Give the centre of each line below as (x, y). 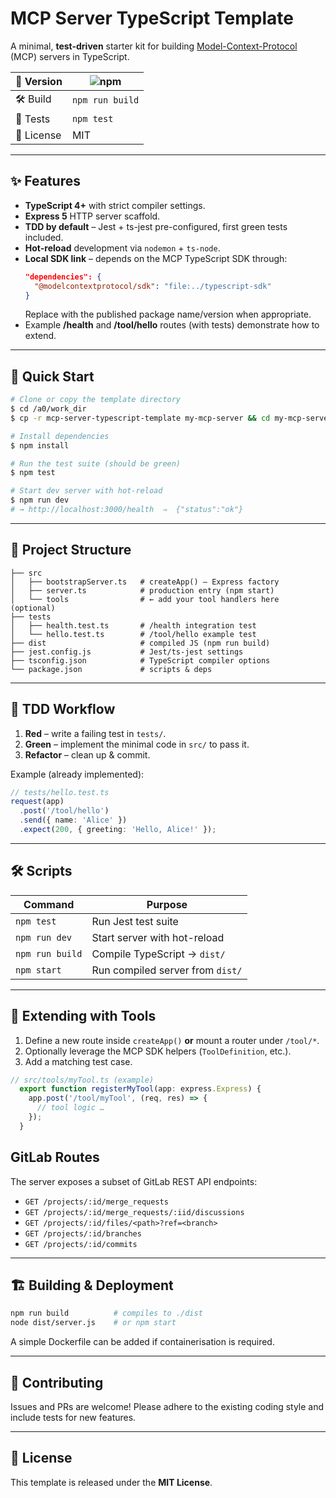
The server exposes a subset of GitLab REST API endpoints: (134, 1181)
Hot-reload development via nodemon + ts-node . (122, 248)
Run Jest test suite (135, 921)
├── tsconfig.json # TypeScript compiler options (140, 660)
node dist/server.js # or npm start (93, 1323)
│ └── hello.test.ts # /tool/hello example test (133, 634)
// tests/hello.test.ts (60, 792)
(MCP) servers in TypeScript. (70, 56)
